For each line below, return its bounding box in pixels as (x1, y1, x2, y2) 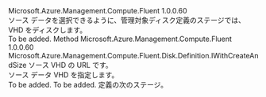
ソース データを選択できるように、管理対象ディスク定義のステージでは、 (8, 16, 246, 24)
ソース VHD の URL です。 (28, 61, 113, 69)
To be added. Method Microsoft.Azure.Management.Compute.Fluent (8, 34, 233, 43)
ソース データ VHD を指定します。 (8, 70, 119, 80)
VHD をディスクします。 (8, 25, 87, 35)
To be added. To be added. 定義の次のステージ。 (8, 80, 168, 89)
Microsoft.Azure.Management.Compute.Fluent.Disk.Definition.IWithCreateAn (8, 51, 259, 60)
